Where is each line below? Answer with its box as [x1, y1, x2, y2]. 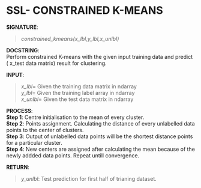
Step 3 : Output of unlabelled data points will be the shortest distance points [6, 133, 193, 140]
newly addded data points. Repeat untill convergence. [6, 151, 140, 159]
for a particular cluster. [6, 139, 63, 146]
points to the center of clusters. [6, 126, 84, 133]
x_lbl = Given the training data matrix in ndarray [20, 82, 137, 90]
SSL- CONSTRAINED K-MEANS [6, 4, 163, 17]
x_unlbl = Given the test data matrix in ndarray [20, 96, 134, 103]
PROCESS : [6, 107, 33, 114]
